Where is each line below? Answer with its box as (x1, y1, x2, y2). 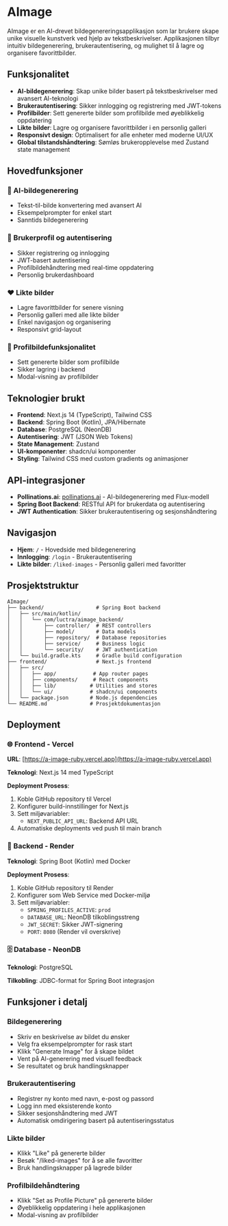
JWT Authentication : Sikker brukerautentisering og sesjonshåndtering (16, 507, 217, 515)
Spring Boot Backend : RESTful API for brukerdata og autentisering (16, 499, 205, 508)
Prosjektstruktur (7, 580, 79, 591)
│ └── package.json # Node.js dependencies (7, 694, 157, 701)
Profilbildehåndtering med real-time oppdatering (16, 263, 154, 271)
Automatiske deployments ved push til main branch (16, 824, 162, 832)
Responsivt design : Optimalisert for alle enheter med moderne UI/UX (16, 130, 214, 139)
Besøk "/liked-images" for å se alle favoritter (16, 1157, 142, 1165)
